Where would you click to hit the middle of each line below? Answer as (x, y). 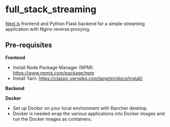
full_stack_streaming (51, 9)
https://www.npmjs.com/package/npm (54, 73)
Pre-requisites (29, 45)
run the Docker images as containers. (52, 119)
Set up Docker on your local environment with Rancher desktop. (80, 108)
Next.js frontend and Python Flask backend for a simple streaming (75, 24)
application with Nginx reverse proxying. (48, 29)
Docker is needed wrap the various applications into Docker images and (89, 113)
